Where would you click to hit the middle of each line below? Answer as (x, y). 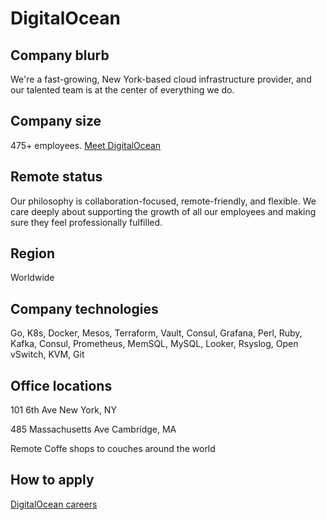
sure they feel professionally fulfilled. (86, 222)
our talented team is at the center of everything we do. (122, 90)
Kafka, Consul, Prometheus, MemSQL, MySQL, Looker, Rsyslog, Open (154, 344)
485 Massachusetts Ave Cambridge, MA (93, 429)
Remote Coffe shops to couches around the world (113, 449)
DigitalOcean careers (54, 504)
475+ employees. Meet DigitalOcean (86, 145)
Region (32, 253)
